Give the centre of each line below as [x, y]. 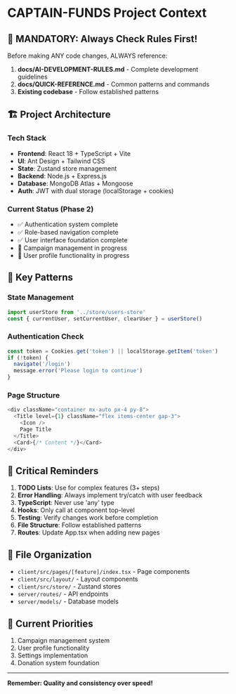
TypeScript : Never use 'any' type [66, 503]
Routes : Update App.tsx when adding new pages [88, 532]
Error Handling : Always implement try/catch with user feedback [110, 495]
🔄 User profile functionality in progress [73, 255]
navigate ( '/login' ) [42, 364]
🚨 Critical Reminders [53, 471]
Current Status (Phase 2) [51, 209]
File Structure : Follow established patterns [79, 525]
